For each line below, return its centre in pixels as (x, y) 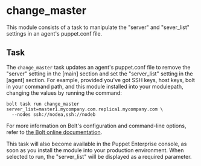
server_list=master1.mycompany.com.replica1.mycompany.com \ (85, 109)
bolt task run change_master (43, 104)
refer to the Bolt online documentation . (54, 132)
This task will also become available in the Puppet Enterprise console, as (97, 144)
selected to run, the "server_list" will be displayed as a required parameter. (99, 156)
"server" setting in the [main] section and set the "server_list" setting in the (100, 74)
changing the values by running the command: (64, 93)
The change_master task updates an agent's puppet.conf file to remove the (98, 67)
